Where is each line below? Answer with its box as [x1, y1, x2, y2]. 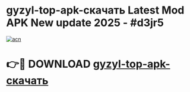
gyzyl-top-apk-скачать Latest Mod [6, 4, 185, 17]
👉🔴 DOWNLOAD [6, 57, 91, 71]
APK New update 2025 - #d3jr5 [6, 16, 164, 29]
